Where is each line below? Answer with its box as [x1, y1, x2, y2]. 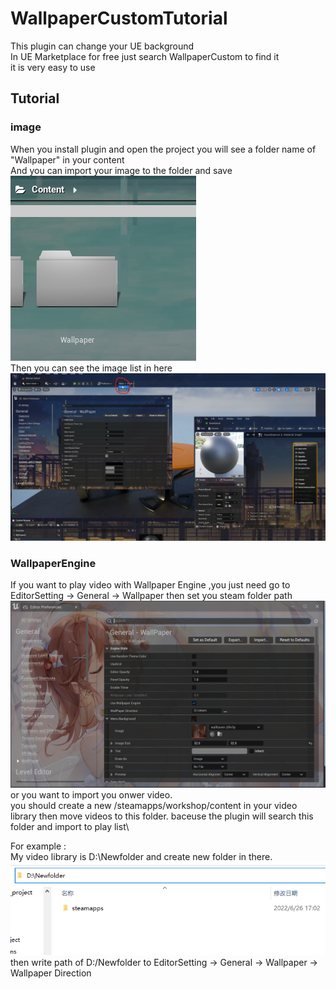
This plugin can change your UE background [10, 40, 195, 52]
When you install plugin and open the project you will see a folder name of [10, 143, 317, 155]
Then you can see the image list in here [10, 362, 173, 374]
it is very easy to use [10, 61, 96, 73]
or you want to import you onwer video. [10, 789, 173, 801]
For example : [10, 840, 67, 852]
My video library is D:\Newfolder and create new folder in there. [10, 851, 273, 863]
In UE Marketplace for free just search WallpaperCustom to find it [10, 50, 280, 62]
